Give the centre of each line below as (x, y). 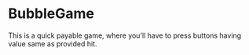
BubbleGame (51, 14)
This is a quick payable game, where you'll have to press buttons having (125, 35)
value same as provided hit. (53, 43)
